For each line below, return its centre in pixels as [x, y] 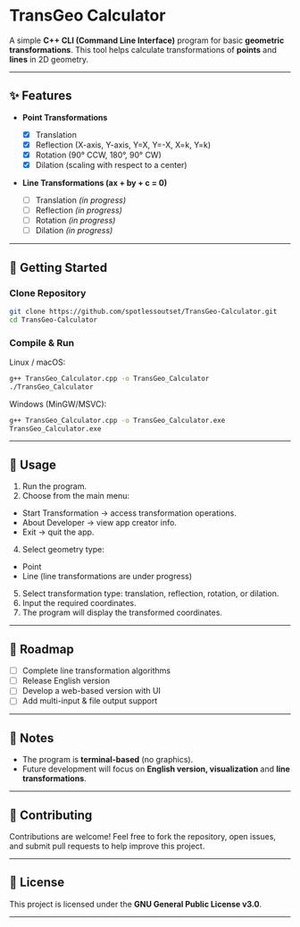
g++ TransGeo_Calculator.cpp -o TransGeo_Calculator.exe [117, 420]
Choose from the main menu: [76, 496]
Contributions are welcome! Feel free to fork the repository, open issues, [143, 836]
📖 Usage [33, 464]
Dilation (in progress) [74, 231]
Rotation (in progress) [75, 221]
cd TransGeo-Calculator [54, 320]
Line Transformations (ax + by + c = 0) [95, 183]
